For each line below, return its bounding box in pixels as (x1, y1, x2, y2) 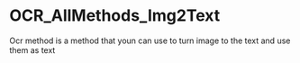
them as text (9, 44, 56, 55)
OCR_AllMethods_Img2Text (9, 5, 221, 26)
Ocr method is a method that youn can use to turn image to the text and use (9, 35, 291, 46)
